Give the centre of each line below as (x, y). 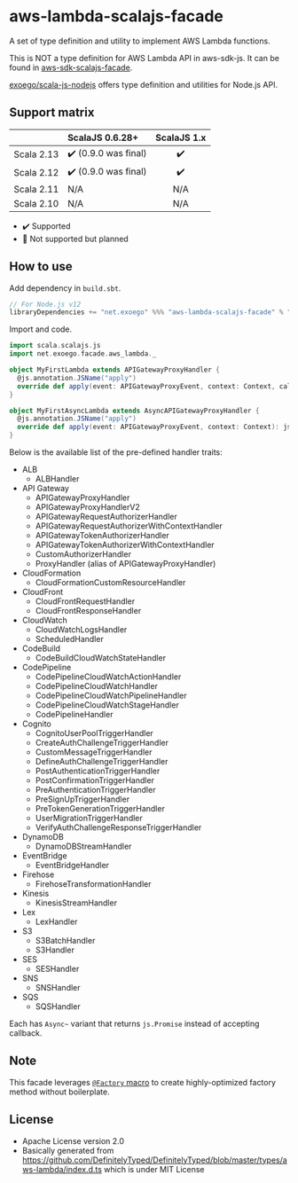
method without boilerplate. (59, 1092)
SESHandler (57, 969)
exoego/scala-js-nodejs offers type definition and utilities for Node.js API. (144, 84)
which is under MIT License (154, 1169)
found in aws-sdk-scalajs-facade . (71, 67)
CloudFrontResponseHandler (88, 611)
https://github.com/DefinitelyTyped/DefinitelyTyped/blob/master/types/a (155, 1160)
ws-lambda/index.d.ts (62, 1169)
